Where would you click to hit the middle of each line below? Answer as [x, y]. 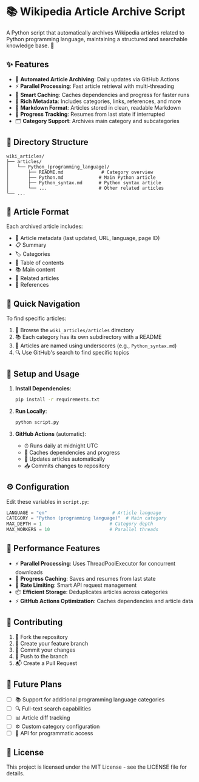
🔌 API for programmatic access [54, 733]
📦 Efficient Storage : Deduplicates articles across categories [91, 592]
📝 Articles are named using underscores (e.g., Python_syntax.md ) [96, 346]
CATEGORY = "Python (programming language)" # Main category [86, 518]
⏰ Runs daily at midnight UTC [61, 446]
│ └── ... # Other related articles [85, 188]
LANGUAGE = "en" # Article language [84, 513]
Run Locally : [31, 411]
